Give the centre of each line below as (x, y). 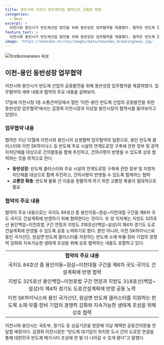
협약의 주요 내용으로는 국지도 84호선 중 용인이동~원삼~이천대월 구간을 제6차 (78, 212)
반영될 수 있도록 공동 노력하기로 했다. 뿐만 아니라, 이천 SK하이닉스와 (91, 231)
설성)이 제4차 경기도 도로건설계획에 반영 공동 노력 (82, 289)
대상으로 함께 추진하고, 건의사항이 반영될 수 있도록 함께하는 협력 (90, 175)
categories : (17, 14)
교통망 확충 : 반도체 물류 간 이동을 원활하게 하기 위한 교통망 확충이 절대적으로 (84, 181)
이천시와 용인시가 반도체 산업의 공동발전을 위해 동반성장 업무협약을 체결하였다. (79, 86)
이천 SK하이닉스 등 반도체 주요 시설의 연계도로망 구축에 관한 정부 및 (86, 146)
